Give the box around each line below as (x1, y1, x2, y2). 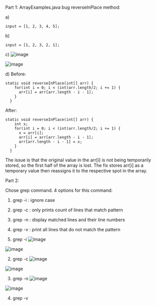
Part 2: (5, 178, 19, 184)
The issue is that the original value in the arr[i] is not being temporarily (5, 157, 151, 163)
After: (5, 107, 17, 113)
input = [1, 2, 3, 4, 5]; (5, 24, 60, 29)
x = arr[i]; (18, 130, 44, 136)
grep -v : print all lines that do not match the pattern (12, 227, 121, 232)
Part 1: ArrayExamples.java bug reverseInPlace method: (5, 5, 121, 10)
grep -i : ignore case (12, 197, 56, 203)
